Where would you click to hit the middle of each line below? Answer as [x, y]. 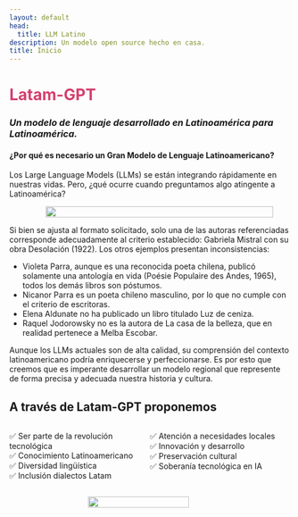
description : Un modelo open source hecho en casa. [107, 42]
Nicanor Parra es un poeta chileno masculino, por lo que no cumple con [154, 295]
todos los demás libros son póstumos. [92, 286]
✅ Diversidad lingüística [53, 466]
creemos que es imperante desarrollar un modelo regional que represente [145, 369]
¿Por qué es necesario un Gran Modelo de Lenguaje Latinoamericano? [142, 155]
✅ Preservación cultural [194, 456]
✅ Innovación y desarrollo [198, 446]
